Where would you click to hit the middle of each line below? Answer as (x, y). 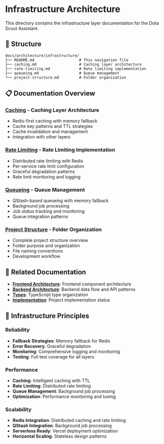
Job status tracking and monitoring (48, 211)
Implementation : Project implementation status (61, 300)
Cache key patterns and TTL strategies (52, 126)
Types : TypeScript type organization (50, 295)
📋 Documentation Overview (50, 93)
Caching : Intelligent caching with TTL (51, 380)
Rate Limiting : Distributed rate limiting (51, 386)
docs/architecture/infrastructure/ (42, 55)
